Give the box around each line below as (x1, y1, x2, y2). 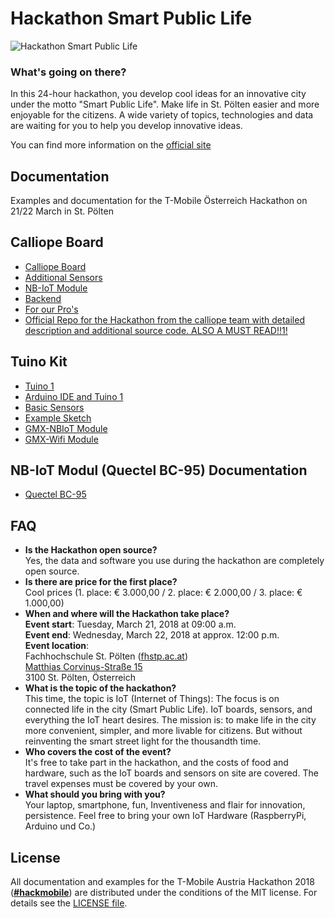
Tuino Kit (10, 353, 68, 371)
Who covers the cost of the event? (24, 746, 172, 758)
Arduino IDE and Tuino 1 (24, 390, 124, 402)
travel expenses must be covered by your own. (24, 778, 218, 790)
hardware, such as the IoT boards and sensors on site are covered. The (24, 767, 319, 779)
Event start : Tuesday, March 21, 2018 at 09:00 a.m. (24, 618, 237, 631)
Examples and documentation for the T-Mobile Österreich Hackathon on (10, 195, 308, 207)
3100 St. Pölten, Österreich (24, 672, 137, 684)
